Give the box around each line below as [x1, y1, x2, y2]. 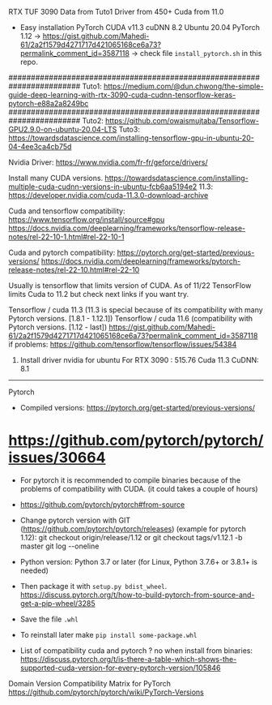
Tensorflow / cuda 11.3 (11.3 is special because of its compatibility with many [8, 305, 263, 315]
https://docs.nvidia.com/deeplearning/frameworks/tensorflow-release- [8, 223, 246, 233]
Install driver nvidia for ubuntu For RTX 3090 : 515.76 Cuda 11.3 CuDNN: [19, 355, 259, 364]
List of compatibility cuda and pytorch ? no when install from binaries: [19, 645, 253, 656]
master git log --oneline [19, 541, 100, 551]
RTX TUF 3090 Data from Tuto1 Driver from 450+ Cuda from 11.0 [8, 7, 224, 16]
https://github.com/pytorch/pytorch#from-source [19, 499, 185, 509]
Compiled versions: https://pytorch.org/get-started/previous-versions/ [19, 403, 255, 412]
